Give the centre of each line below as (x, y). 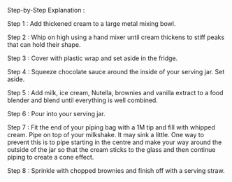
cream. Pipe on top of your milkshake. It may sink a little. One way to (106, 135)
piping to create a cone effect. (51, 157)
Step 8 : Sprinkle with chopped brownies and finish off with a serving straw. (116, 170)
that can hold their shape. (44, 44)
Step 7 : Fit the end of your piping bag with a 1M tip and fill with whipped (111, 127)
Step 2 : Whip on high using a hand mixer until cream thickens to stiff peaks (116, 37)
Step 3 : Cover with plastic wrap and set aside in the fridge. (93, 58)
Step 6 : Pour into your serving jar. (57, 114)
